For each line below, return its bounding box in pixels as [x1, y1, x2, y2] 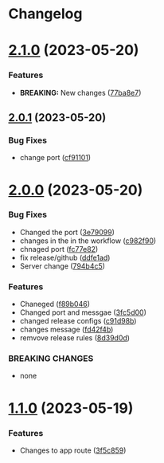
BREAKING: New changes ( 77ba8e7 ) [19, 88, 142, 97]
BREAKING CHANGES [8, 353, 94, 364]
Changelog [8, 5, 83, 23]
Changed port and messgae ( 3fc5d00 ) [19, 308, 147, 317]
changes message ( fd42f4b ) [19, 324, 114, 335]
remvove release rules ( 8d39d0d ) [19, 333, 130, 343]
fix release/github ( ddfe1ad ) [19, 253, 111, 262]
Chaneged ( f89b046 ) [19, 300, 90, 309]
